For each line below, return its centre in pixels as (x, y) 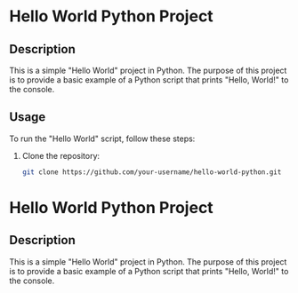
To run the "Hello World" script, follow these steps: (102, 139)
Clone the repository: (61, 155)
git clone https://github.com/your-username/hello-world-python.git (152, 172)
